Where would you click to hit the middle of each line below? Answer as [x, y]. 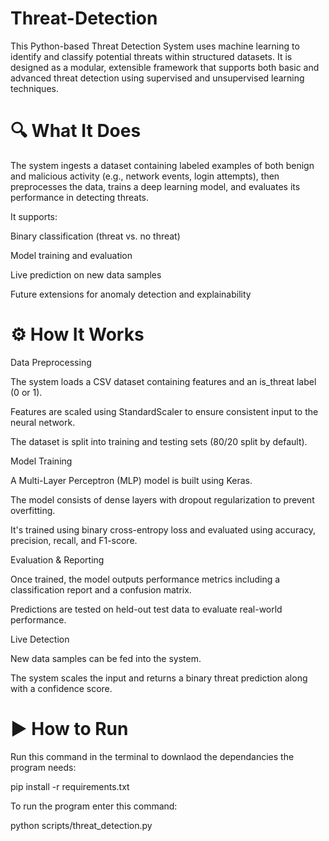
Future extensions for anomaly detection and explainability [131, 294]
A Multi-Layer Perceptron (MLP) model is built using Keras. [131, 480]
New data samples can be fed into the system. [106, 658]
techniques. [34, 88]
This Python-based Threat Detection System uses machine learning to [155, 46]
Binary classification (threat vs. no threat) [95, 236]
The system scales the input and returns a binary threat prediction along [159, 678]
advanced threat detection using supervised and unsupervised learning [157, 78]
